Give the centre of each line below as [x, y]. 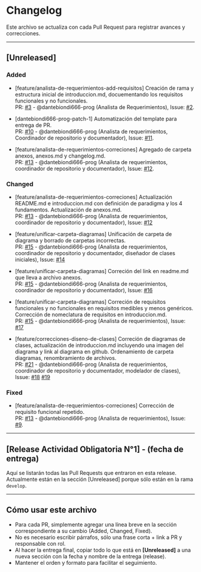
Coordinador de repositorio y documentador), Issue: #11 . [84, 138]
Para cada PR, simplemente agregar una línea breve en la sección [96, 524]
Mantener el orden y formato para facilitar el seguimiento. [86, 562]
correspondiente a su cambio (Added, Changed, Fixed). [83, 531]
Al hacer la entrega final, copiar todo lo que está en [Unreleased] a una [103, 550]
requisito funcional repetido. [50, 412]
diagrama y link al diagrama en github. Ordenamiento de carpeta [94, 352]
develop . [16, 486]
